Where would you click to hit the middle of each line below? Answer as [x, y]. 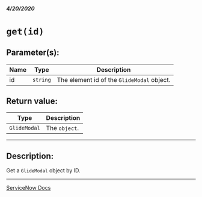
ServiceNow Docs [29, 188]
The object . [63, 128]
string [41, 80]
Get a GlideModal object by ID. [43, 170]
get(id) [25, 32]
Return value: [32, 101]
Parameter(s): [33, 53]
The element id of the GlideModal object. [114, 80]
